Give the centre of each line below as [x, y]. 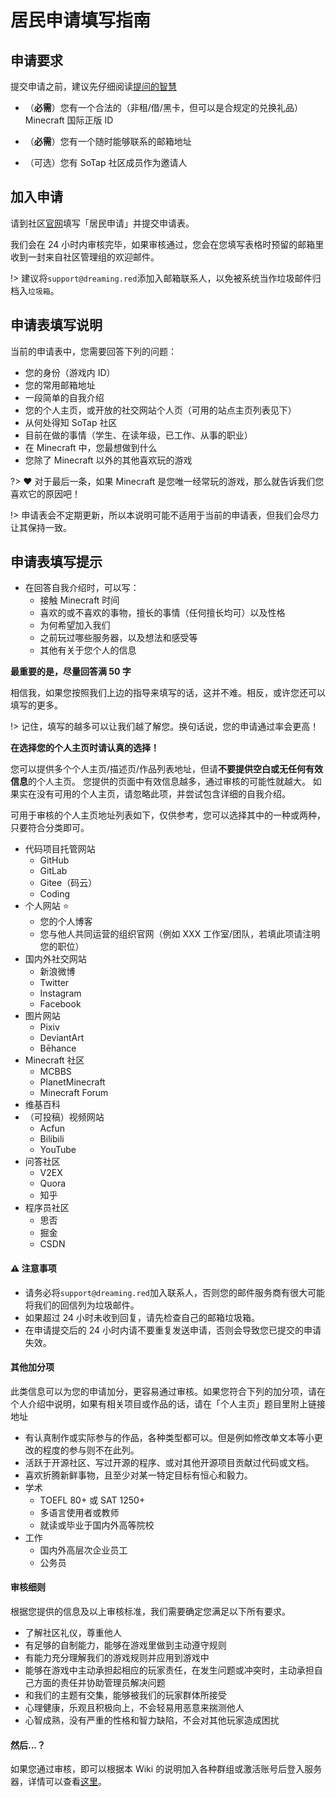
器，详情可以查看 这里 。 [58, 1782]
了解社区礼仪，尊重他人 [73, 1633]
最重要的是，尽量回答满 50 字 [71, 672]
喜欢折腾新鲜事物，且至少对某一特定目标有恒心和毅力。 [138, 1475]
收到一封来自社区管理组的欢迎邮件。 [85, 257]
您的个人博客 [66, 922]
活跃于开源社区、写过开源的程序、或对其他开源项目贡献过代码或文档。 [169, 1462]
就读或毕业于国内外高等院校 [97, 1525]
